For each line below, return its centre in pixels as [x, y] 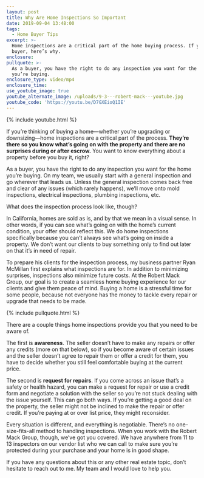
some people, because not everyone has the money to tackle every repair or [102, 295]
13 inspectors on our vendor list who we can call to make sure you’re [92, 443]
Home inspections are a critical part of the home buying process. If [103, 46]
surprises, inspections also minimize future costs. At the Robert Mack [93, 275]
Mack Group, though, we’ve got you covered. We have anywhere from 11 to [100, 437]
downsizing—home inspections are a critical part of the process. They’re [98, 138]
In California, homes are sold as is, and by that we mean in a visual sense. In [101, 218]
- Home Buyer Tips [35, 35]
